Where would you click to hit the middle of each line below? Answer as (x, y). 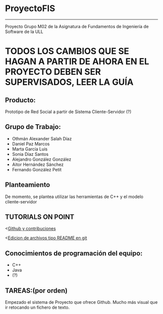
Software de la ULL (24, 32)
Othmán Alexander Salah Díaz (42, 138)
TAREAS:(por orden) (36, 290)
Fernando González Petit (37, 169)
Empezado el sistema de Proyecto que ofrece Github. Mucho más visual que (81, 302)
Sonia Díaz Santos (30, 154)
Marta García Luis (30, 149)
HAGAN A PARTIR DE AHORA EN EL (77, 62)
